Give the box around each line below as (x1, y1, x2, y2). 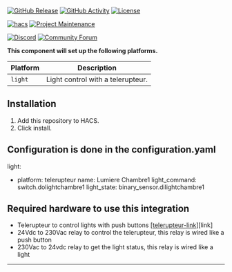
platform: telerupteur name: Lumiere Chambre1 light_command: (17, 175, 197, 184)
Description (77, 63, 117, 72)
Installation (7, 98, 57, 110)
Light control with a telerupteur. (46, 75, 148, 84)
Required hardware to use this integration (7, 203, 190, 215)
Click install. (17, 124, 52, 132)
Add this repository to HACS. (17, 116, 99, 124)
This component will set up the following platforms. (7, 47, 158, 55)
